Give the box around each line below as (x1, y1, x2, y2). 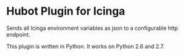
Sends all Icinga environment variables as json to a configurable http (6, 24, 179, 32)
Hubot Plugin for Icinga (6, 4, 126, 18)
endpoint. (6, 30, 30, 38)
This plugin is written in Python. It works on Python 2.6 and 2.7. (6, 43, 165, 50)
